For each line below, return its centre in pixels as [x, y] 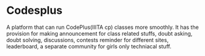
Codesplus [35, 11]
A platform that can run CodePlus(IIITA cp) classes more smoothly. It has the [102, 27]
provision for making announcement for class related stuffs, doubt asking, [99, 33]
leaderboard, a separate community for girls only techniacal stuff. [89, 46]
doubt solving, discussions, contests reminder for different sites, [88, 40]
